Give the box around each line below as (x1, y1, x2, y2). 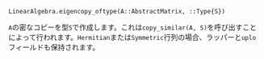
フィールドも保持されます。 (8, 42, 100, 52)
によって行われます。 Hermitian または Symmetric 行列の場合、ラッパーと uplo (8, 33, 257, 41)
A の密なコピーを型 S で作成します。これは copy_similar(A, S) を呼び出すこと (8, 22, 257, 32)
